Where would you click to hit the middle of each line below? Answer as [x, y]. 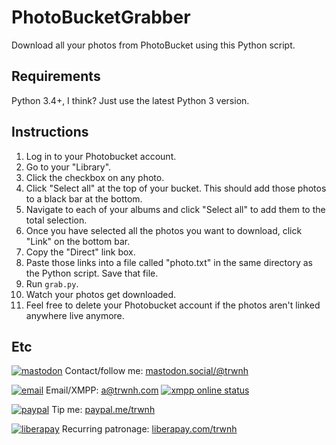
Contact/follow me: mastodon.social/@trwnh [156, 371]
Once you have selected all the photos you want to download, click [164, 230]
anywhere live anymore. [75, 315]
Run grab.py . [52, 283]
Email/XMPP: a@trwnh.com [102, 390]
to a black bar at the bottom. [84, 198]
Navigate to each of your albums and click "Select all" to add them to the [175, 209]
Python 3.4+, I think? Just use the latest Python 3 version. [130, 100]
